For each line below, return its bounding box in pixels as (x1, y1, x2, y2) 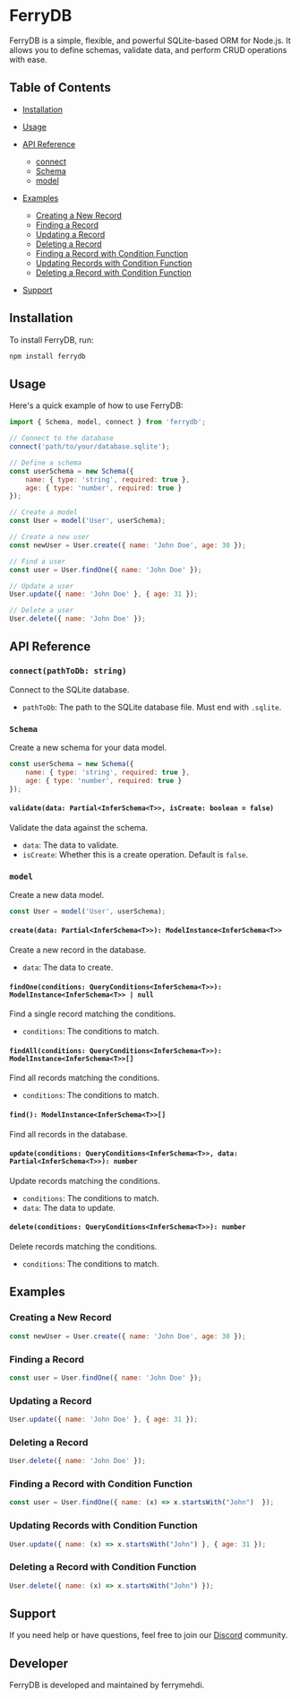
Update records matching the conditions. (9, 1175, 161, 1186)
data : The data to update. (21, 1202, 116, 1213)
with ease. (9, 54, 47, 65)
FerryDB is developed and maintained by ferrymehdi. (9, 1679, 204, 1691)
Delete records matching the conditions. (9, 1242, 158, 1252)
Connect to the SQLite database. (9, 684, 130, 695)
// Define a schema (9, 458, 82, 467)
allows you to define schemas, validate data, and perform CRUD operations (9, 44, 287, 55)
